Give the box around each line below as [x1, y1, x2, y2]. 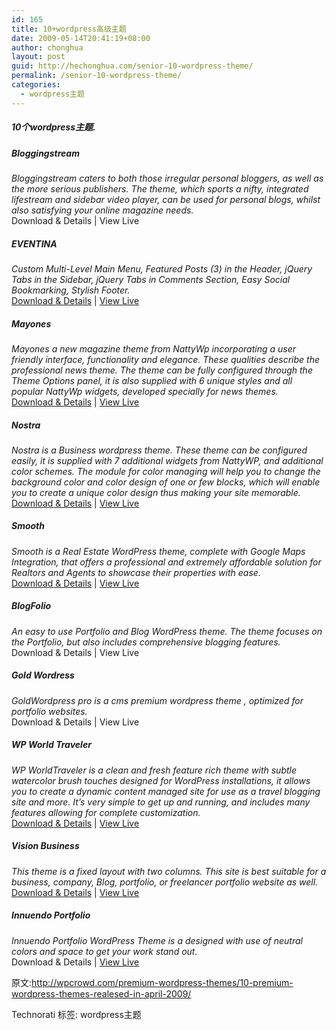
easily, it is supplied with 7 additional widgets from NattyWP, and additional [11, 454, 324, 466]
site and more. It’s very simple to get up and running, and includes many [11, 796, 311, 808]
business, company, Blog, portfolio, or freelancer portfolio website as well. [11, 876, 319, 888]
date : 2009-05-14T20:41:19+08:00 [11, 33, 151, 43]
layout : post [11, 52, 66, 62]
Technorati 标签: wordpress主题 [11, 1008, 142, 1020]
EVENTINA [11, 237, 58, 250]
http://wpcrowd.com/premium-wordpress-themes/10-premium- [31, 976, 294, 988]
